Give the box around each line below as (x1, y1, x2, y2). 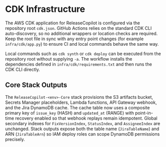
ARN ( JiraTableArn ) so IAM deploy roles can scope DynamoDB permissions (5, 131, 160, 137)
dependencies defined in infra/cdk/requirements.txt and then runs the (5, 61, 152, 67)
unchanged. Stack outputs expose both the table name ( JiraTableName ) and (5, 126, 160, 132)
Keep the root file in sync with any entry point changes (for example (5, 36, 144, 42)
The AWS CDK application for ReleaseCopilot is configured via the (5, 20, 140, 26)
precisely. (5, 136, 25, 142)
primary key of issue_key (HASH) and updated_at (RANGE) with (5, 110, 134, 116)
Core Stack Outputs (5, 81, 67, 89)
